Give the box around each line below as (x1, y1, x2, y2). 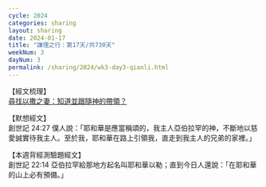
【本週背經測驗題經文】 (8, 150, 85, 159)
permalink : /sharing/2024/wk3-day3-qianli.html (8, 64, 170, 72)
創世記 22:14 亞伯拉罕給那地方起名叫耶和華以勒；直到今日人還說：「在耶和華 (8, 160, 257, 169)
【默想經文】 (8, 113, 50, 123)
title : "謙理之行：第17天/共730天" (8, 41, 115, 49)
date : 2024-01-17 (8, 33, 66, 42)
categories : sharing (8, 19, 77, 27)
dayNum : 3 (8, 56, 41, 64)
